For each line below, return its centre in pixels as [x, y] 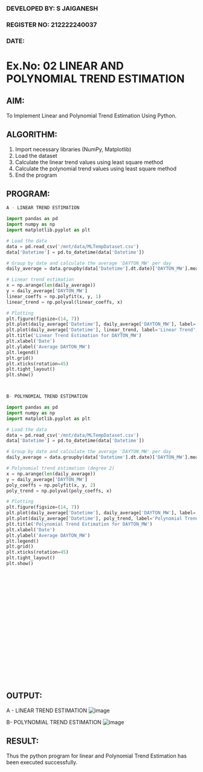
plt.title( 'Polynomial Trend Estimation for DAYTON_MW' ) [79, 524]
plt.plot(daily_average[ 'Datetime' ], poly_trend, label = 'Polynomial [94, 518]
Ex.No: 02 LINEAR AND [65, 66]
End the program [36, 175]
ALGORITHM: [32, 135]
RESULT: [23, 741]
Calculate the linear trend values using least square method [89, 162]
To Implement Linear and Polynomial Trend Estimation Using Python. [92, 116]
